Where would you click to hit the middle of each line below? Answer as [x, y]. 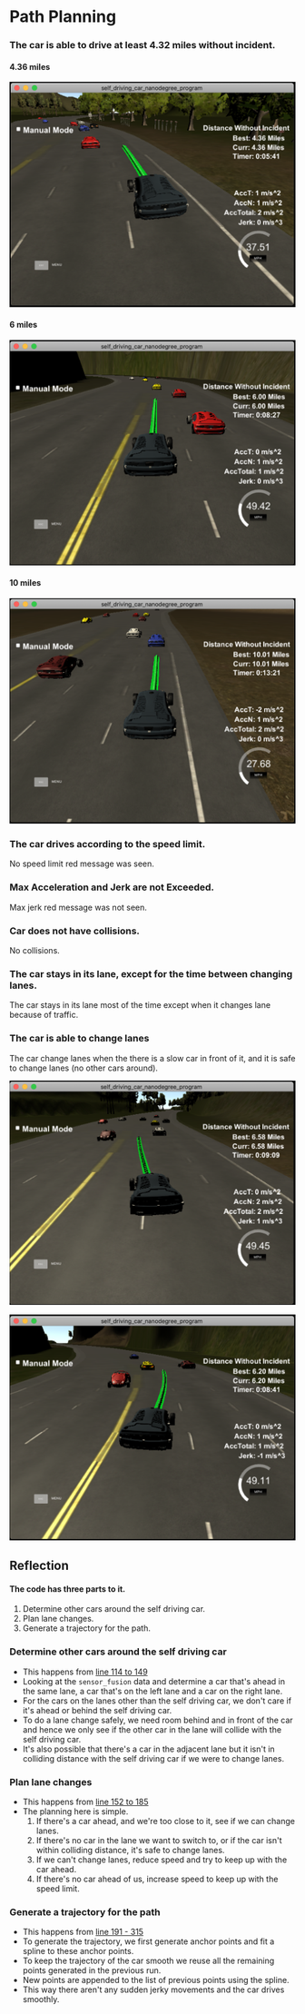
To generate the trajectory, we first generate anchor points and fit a [148, 1941]
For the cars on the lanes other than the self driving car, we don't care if [157, 1701]
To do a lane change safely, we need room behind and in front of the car [157, 1720]
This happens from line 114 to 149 [85, 1672]
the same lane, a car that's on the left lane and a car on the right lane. [152, 1691]
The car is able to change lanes [79, 1039]
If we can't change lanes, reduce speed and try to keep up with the [162, 1860]
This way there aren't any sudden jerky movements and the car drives [153, 1989]
